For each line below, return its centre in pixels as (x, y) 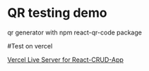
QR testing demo (57, 13)
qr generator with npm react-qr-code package (75, 32)
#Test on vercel (30, 46)
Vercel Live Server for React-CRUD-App (65, 59)
